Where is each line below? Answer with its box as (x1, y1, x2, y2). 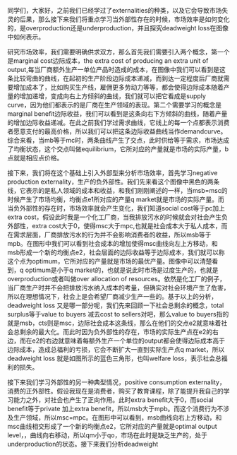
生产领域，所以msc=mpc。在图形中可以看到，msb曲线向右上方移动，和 (13, 413, 222, 422)
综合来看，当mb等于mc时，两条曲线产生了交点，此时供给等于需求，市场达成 (7, 136, 230, 144)
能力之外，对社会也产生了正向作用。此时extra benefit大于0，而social (13, 396, 214, 404)
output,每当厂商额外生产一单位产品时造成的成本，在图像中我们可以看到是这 (7, 66, 226, 73)
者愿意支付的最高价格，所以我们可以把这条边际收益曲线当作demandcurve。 (7, 127, 227, 136)
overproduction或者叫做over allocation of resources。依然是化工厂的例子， (7, 275, 226, 283)
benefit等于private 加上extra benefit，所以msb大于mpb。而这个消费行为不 (7, 405, 224, 413)
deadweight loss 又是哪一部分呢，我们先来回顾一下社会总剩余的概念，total (7, 301, 224, 309)
